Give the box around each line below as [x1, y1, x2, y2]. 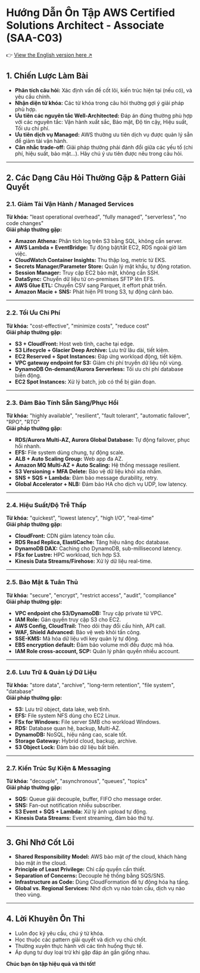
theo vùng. [14, 891, 42, 899]
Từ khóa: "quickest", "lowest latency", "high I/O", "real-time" [6, 514, 155, 522]
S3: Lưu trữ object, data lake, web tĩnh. [14, 706, 111, 713]
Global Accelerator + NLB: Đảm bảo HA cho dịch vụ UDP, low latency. [14, 481, 187, 488]
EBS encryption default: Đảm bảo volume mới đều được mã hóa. [14, 641, 174, 648]
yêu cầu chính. [14, 93, 52, 100]
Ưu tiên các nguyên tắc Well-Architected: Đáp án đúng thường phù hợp [14, 112, 193, 119]
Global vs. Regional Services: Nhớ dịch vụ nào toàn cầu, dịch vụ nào [14, 885, 185, 892]
